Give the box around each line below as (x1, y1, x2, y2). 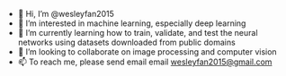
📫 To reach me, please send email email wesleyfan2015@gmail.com (17, 56, 273, 67)
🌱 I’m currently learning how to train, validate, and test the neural (17, 28, 258, 38)
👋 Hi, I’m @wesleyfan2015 (17, 9, 115, 19)
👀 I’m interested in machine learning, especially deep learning (17, 18, 246, 29)
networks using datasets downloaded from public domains (17, 37, 236, 47)
